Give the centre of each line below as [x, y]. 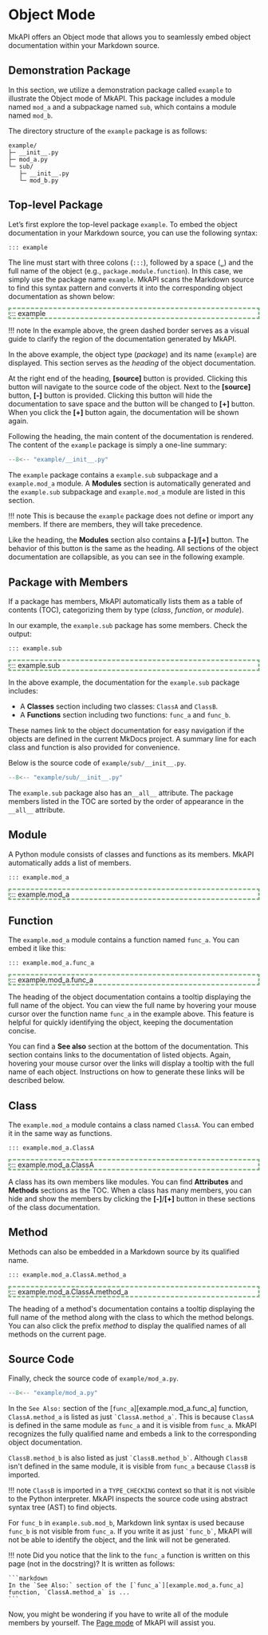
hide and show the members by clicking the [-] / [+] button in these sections [132, 1198]
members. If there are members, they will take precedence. [106, 525]
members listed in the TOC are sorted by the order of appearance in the [126, 801]
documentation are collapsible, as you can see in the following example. [126, 557]
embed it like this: [37, 949]
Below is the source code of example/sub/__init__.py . [97, 763]
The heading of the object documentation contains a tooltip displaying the [130, 997]
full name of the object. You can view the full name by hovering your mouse [132, 1005]
